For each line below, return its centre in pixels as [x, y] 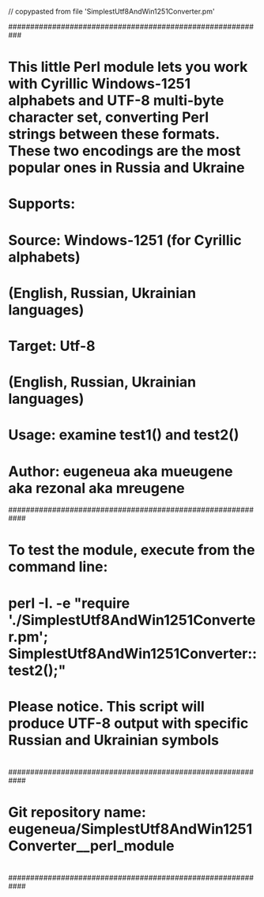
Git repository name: [77, 812]
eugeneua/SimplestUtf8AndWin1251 [130, 829]
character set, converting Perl [109, 117]
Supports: [42, 204]
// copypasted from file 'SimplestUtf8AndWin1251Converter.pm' [111, 11]
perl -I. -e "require [69, 603]
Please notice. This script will [107, 706]
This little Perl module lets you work [128, 67]
